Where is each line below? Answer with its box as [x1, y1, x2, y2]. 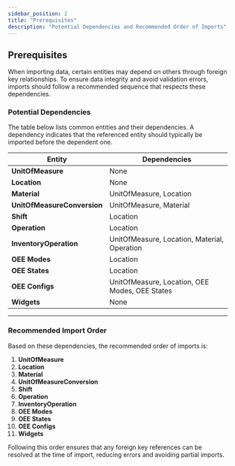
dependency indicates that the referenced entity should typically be [8, 131, 203, 139]
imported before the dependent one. [8, 138, 113, 147]
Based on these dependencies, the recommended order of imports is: [8, 342, 209, 350]
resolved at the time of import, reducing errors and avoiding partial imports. [8, 450, 225, 458]
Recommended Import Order [8, 326, 107, 335]
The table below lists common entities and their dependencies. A [8, 123, 195, 131]
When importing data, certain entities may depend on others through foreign [8, 68, 227, 76]
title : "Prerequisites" [8, 17, 77, 24]
